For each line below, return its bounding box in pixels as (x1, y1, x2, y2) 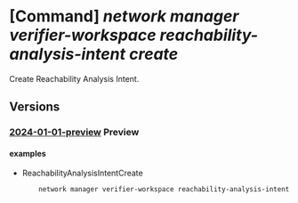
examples (9, 148, 46, 158)
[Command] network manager (9, 6, 239, 27)
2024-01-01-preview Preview (9, 126, 140, 139)
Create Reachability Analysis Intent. (9, 73, 140, 84)
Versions (9, 100, 60, 115)
